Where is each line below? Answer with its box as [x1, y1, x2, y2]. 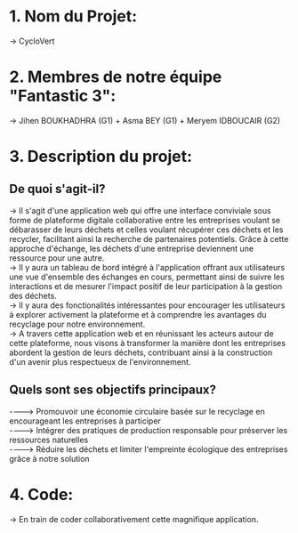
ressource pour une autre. [9, 252, 105, 263]
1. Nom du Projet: [9, 6, 138, 27]
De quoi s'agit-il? [9, 182, 106, 197]
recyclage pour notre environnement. [9, 319, 146, 329]
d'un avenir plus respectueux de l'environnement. [9, 356, 191, 367]
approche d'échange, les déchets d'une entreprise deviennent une [9, 243, 254, 254]
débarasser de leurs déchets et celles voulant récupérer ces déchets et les [9, 224, 284, 235]
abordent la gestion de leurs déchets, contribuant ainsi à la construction [9, 347, 273, 358]
